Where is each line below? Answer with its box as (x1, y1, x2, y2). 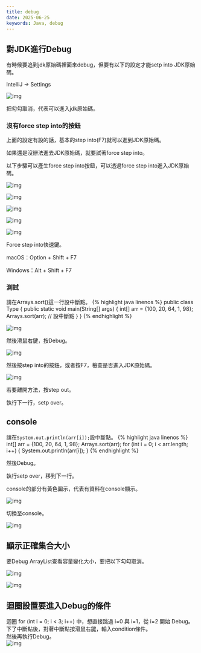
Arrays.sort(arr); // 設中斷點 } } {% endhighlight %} (6, 312, 133, 319)
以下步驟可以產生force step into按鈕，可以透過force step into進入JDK (6, 162, 179, 169)
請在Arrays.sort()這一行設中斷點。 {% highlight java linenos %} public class (6, 298, 194, 305)
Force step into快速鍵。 (6, 241, 65, 249)
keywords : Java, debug (6, 20, 63, 26)
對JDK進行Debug (6, 44, 72, 54)
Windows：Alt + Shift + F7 (6, 267, 72, 274)
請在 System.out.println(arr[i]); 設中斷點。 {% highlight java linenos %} (6, 434, 188, 441)
